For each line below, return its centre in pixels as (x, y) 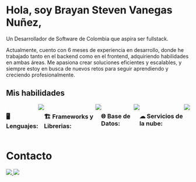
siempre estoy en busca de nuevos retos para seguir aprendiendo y (87, 68)
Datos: (111, 123)
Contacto (29, 156)
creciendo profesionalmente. (41, 75)
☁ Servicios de (161, 116)
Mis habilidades (36, 93)
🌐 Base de (116, 116)
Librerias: (58, 126)
